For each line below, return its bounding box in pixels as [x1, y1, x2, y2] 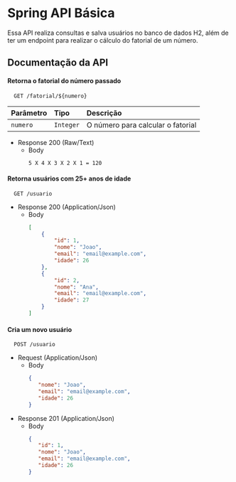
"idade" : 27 [53, 296, 90, 304]
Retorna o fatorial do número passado [7, 76, 122, 85]
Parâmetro [11, 108, 48, 118]
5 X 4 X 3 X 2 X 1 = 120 [28, 159, 102, 166]
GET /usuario [14, 190, 53, 197]
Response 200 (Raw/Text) [17, 138, 95, 146]
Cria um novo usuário [7, 325, 73, 333]
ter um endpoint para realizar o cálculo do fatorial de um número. [7, 36, 198, 44]
